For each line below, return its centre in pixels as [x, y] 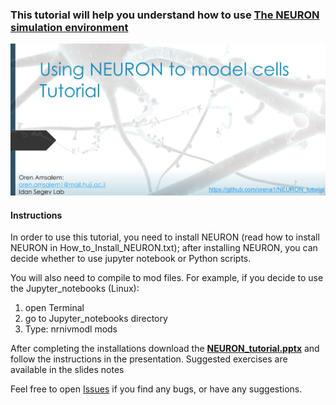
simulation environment [69, 27]
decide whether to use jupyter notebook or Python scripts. [131, 259]
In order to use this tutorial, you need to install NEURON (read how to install [165, 237]
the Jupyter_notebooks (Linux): [75, 289]
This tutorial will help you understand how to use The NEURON [165, 15]
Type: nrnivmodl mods [71, 329]
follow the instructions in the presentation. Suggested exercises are [149, 359]
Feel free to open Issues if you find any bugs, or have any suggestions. [156, 389]
